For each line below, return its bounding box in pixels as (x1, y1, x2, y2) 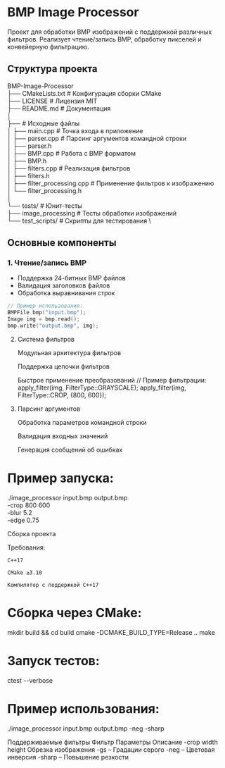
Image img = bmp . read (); (7, 316, 80, 323)
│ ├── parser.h (7, 142, 52, 150)
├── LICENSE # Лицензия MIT (7, 97, 98, 105)
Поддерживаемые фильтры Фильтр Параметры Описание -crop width (7, 738, 218, 746)
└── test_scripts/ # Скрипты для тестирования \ (7, 216, 151, 225)
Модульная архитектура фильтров (17, 348, 122, 357)
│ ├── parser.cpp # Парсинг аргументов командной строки (7, 134, 187, 142)
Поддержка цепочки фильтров (17, 362, 110, 371)
